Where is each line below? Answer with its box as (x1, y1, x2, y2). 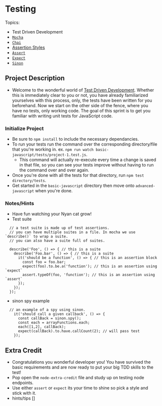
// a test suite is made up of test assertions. (9, 225, 110, 231)
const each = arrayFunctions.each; (17, 320, 90, 325)
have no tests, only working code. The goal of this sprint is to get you (12, 108, 151, 113)
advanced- (135, 184, 155, 188)
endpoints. (12, 380, 34, 386)
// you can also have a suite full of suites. (9, 239, 105, 243)
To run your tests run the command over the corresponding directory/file (12, 141, 158, 147)
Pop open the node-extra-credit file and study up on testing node (12, 375, 145, 381)
